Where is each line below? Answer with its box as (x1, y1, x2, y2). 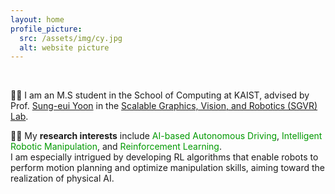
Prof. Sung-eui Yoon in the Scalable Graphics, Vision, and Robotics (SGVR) (10, 100, 318, 112)
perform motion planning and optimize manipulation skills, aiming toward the (10, 162, 325, 174)
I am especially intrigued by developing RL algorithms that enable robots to (10, 151, 319, 163)
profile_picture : (10, 24, 83, 34)
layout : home (10, 14, 65, 25)
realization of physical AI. (10, 172, 115, 185)
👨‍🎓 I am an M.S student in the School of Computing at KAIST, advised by (10, 89, 310, 101)
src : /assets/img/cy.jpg (19, 33, 123, 43)
